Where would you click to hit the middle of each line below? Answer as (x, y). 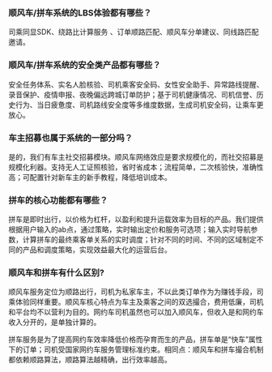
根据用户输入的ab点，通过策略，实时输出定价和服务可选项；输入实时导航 (130, 229)
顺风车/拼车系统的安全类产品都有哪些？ (85, 65)
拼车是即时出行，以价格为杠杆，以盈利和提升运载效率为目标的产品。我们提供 (136, 220)
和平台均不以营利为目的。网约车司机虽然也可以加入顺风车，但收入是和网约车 (136, 312)
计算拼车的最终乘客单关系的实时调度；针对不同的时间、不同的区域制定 (139, 240)
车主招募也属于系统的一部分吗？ (71, 138)
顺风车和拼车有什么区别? (57, 273)
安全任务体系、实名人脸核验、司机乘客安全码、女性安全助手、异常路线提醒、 (136, 84)
